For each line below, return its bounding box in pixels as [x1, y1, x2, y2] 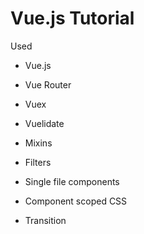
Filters [24, 156, 52, 168]
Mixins [24, 137, 53, 149]
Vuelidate [24, 117, 65, 129]
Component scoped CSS [24, 195, 128, 207]
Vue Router [24, 78, 72, 91]
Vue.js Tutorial [10, 7, 135, 30]
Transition [24, 214, 67, 226]
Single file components [24, 175, 120, 187]
